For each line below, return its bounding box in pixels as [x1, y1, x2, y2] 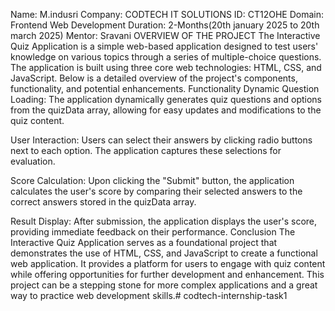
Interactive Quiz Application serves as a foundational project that [10, 237, 278, 248]
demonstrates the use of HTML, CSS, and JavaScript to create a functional [10, 247, 318, 259]
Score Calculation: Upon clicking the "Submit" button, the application [10, 175, 295, 186]
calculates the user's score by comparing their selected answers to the [10, 185, 303, 197]
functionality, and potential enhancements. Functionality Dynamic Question [10, 83, 320, 94]
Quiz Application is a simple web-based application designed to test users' [10, 40, 319, 52]
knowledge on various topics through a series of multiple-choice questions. [10, 51, 322, 63]
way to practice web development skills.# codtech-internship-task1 [10, 290, 288, 301]
